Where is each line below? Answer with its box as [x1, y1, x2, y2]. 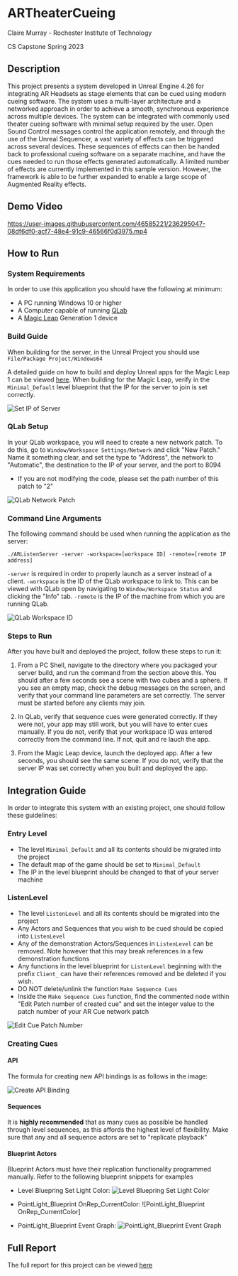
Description [7, 63, 60, 75]
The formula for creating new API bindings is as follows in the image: [7, 1071, 208, 1081]
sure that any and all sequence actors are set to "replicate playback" [7, 1133, 208, 1142]
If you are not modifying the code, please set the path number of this [17, 474, 219, 482]
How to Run [7, 247, 59, 259]
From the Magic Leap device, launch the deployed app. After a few [17, 749, 212, 757]
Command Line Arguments [7, 513, 102, 523]
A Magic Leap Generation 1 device [17, 314, 118, 323]
